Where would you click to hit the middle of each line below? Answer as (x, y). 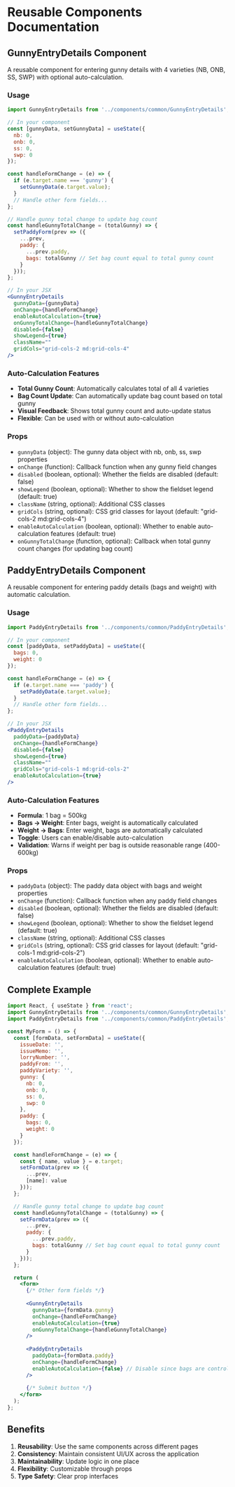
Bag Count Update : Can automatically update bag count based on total (120, 396)
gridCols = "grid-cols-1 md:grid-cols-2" (72, 769)
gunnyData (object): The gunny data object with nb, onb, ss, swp (109, 451)
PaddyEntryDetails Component (76, 570)
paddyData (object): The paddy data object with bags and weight (110, 886)
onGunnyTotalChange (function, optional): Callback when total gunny (114, 541)
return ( (26, 1278)
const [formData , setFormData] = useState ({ (79, 1038)
